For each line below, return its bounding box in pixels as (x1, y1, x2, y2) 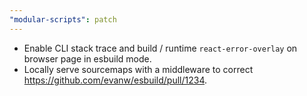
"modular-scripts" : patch (9, 14, 117, 25)
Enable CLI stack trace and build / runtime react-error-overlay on (23, 42, 298, 54)
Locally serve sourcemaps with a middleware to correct (23, 63, 254, 75)
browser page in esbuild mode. (23, 52, 152, 65)
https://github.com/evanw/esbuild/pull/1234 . (23, 74, 208, 86)
